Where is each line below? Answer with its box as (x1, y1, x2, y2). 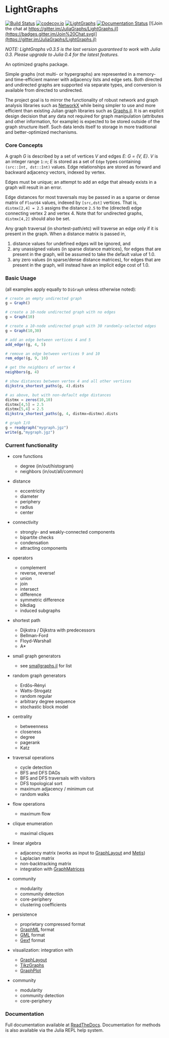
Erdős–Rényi (20, 683, 46, 689)
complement (20, 564, 46, 571)
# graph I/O (5, 421, 30, 426)
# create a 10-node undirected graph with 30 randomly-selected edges (5, 324, 156, 329)
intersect (20, 586, 39, 592)
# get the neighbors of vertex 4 (5, 365, 75, 370)
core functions (12, 453, 43, 459)
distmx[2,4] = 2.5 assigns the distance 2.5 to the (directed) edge (5, 205, 142, 211)
